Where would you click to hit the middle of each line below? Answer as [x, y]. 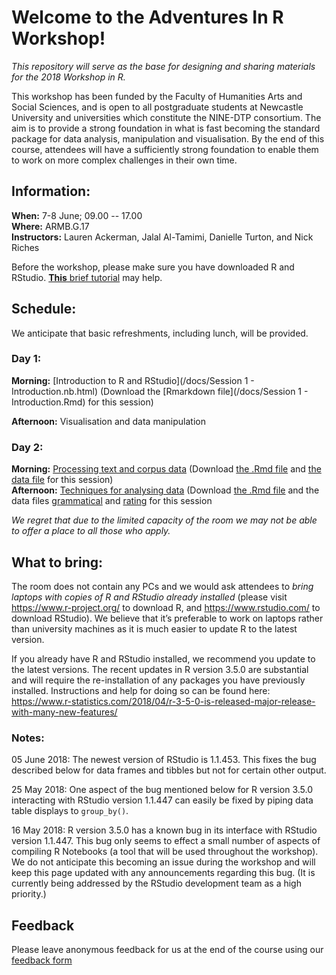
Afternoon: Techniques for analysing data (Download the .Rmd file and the [165, 490]
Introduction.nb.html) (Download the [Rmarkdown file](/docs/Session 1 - [160, 391]
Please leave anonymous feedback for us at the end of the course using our [167, 950]
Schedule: [44, 309]
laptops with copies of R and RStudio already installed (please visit [149, 597]
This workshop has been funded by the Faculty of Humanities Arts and [157, 96]
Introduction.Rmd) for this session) [82, 402]
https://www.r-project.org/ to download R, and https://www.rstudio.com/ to [166, 607]
